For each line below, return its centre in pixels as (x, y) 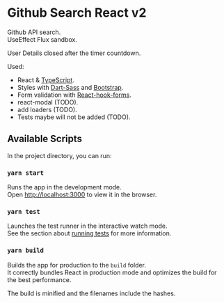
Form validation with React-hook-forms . (74, 95)
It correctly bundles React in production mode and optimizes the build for (112, 272)
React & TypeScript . (46, 80)
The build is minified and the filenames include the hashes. (91, 293)
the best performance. (39, 279)
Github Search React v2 (77, 13)
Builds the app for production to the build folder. (77, 265)
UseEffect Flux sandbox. (42, 39)
